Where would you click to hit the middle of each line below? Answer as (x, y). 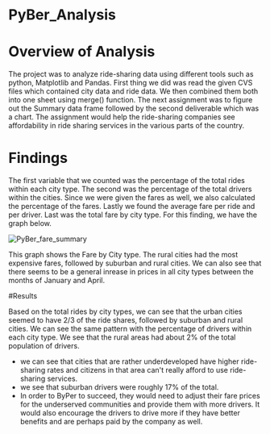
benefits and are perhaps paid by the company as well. (111, 422)
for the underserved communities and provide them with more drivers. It (140, 404)
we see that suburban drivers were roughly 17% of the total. (119, 387)
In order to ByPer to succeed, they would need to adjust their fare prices (140, 396)
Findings (38, 158)
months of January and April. (57, 281)
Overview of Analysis (82, 52)
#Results (23, 296)
